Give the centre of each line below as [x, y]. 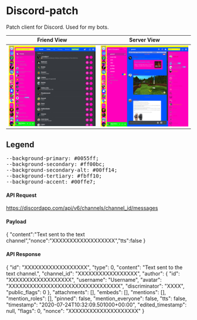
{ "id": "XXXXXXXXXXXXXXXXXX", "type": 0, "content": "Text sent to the [94, 267]
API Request [21, 195]
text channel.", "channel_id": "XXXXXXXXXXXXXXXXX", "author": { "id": [93, 273]
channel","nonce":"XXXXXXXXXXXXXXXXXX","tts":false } [76, 241]
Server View [144, 40]
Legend [20, 144]
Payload [16, 222]
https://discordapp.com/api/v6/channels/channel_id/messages [82, 208]
